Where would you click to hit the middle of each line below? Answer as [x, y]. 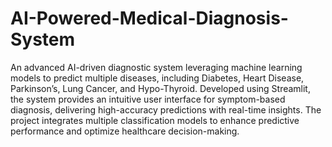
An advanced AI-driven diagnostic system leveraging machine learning [156, 67]
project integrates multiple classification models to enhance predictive [155, 120]
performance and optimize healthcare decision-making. [125, 131]
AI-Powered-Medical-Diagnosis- [149, 18]
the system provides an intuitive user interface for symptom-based [148, 99]
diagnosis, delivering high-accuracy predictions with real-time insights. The [166, 109]
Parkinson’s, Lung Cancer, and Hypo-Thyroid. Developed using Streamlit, [160, 88]
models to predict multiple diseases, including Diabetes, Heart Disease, [157, 78]
